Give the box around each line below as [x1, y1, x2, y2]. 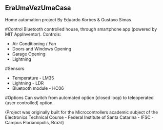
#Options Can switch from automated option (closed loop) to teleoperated [5, 95, 154, 100]
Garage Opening [12, 51, 45, 57]
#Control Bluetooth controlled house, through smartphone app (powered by [5, 26, 157, 32]
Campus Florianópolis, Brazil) [5, 119, 64, 125]
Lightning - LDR [12, 80, 44, 86]
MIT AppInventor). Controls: [5, 31, 61, 37]
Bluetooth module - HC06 [12, 85, 64, 91]
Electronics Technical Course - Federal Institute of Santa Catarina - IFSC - [5, 114, 154, 120]
